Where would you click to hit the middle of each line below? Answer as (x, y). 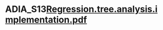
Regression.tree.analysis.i (102, 9)
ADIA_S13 (26, 9)
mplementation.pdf (46, 20)
